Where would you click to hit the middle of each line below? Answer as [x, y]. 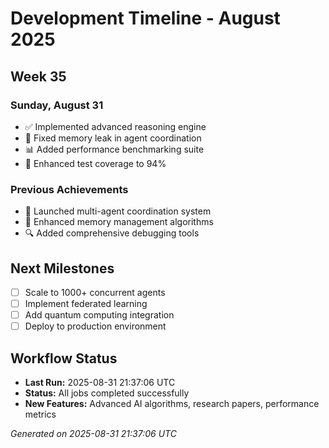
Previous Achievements [69, 189]
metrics [40, 414]
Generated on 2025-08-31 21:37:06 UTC [93, 434]
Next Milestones [62, 268]
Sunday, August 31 [57, 105]
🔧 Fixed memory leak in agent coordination [113, 138]
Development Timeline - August [145, 18]
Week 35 [38, 76]
